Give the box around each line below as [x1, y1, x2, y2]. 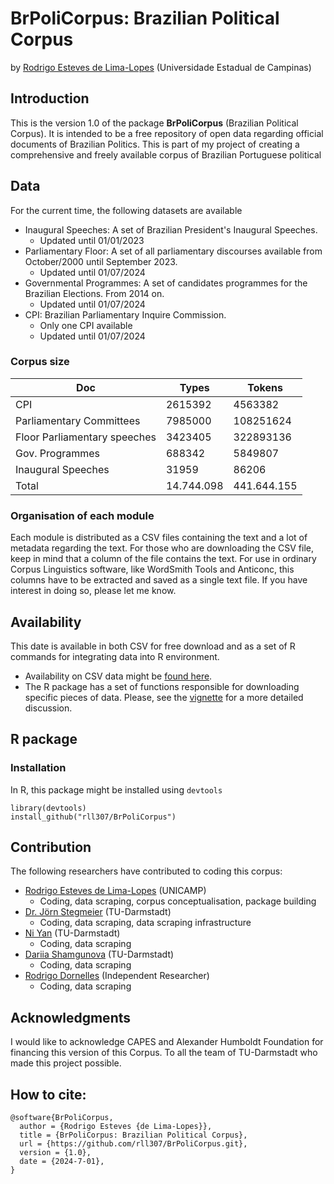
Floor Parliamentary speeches [15, 430, 157, 444]
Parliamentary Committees [15, 413, 141, 427]
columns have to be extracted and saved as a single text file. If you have [10, 574, 308, 586]
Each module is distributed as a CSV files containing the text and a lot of [10, 532, 308, 544]
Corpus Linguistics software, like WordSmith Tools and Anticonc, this [10, 563, 295, 576]
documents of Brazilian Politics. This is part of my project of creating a [10, 138, 300, 150]
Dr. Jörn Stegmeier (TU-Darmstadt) [24, 906, 172, 918]
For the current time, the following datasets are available [10, 204, 243, 216]
